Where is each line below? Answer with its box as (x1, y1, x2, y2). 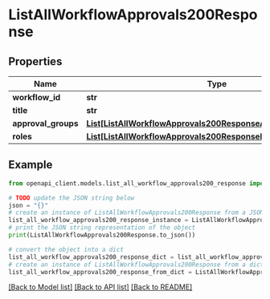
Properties (8, 55, 63, 68)
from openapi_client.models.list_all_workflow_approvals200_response (8, 179, 247, 188)
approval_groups (12, 118, 79, 129)
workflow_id (12, 92, 61, 103)
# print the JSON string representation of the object (8, 224, 196, 232)
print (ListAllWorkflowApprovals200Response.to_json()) (8, 231, 196, 240)
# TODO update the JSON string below (8, 194, 135, 202)
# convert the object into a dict (8, 245, 125, 253)
